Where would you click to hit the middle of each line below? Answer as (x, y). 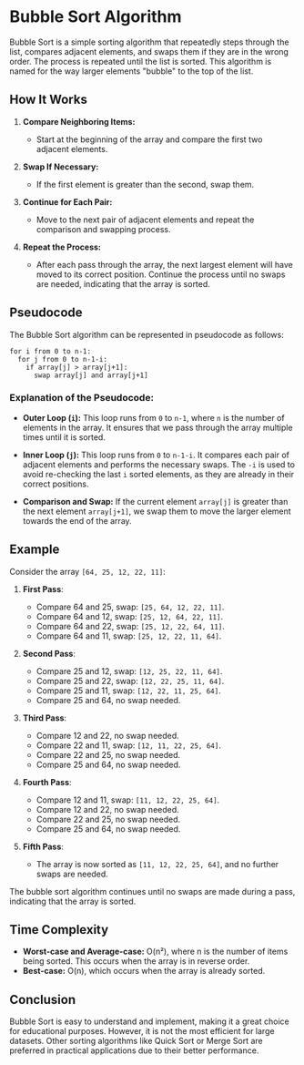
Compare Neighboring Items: (79, 121)
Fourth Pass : (47, 782)
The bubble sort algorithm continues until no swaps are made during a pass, (152, 891)
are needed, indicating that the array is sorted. (123, 283)
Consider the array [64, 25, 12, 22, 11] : (87, 571)
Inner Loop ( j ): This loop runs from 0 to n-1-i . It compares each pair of (156, 455)
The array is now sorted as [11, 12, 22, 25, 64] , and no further (157, 864)
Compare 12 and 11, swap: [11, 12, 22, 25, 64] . (128, 800)
